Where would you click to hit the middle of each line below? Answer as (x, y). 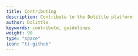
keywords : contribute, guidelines (48, 28)
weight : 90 (19, 33)
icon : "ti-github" (28, 44)
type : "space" (23, 38)
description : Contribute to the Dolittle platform (69, 17)
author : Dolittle (27, 22)
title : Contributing (31, 11)
